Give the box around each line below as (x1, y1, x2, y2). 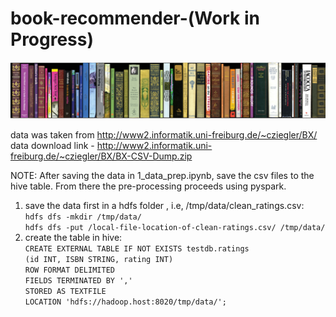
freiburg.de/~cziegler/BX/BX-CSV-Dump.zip (10, 150, 193, 162)
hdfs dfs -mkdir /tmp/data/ (24, 212, 142, 222)
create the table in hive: (24, 232, 123, 244)
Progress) (10, 28, 95, 51)
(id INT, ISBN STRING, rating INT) (24, 255, 174, 265)
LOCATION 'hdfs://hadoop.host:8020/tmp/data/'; (24, 297, 227, 307)
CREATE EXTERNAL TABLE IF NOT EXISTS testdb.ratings (24, 244, 250, 254)
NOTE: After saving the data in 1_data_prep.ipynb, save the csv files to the (10, 170, 315, 182)
